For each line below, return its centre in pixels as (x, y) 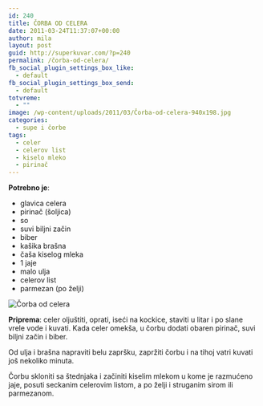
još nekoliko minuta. (41, 361)
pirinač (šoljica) (45, 212)
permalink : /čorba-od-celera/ (59, 61)
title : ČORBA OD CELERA (48, 23)
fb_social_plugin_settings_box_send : (71, 83)
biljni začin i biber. (38, 337)
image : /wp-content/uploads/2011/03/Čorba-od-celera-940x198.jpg (119, 113)
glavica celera (43, 203)
